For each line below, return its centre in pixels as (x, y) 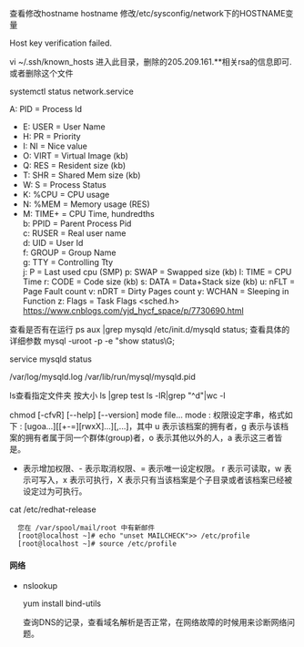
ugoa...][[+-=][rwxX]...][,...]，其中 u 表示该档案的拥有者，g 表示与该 (154, 426)
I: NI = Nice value (55, 146)
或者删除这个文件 (41, 73)
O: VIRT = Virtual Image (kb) (76, 156)
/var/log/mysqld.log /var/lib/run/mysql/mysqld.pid (102, 377)
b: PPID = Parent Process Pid (77, 223)
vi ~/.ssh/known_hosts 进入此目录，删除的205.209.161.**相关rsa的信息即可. (151, 62)
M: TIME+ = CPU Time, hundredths (88, 214)
